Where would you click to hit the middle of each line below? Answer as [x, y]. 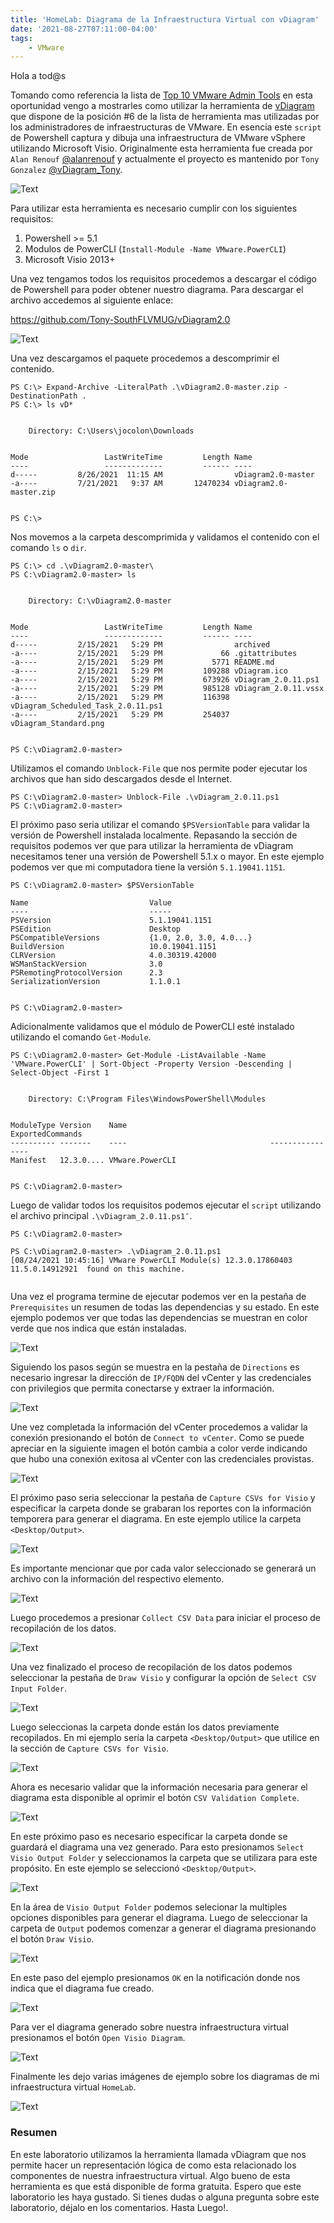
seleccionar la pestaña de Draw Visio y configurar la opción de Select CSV [163, 1678]
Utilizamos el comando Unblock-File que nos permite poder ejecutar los [159, 768]
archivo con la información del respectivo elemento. [117, 1579]
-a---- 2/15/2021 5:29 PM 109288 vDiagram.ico [149, 671]
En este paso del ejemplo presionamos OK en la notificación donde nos [155, 1978]
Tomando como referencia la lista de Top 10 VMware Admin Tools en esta [161, 95]
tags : [21, 38]
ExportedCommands [46, 1134]
